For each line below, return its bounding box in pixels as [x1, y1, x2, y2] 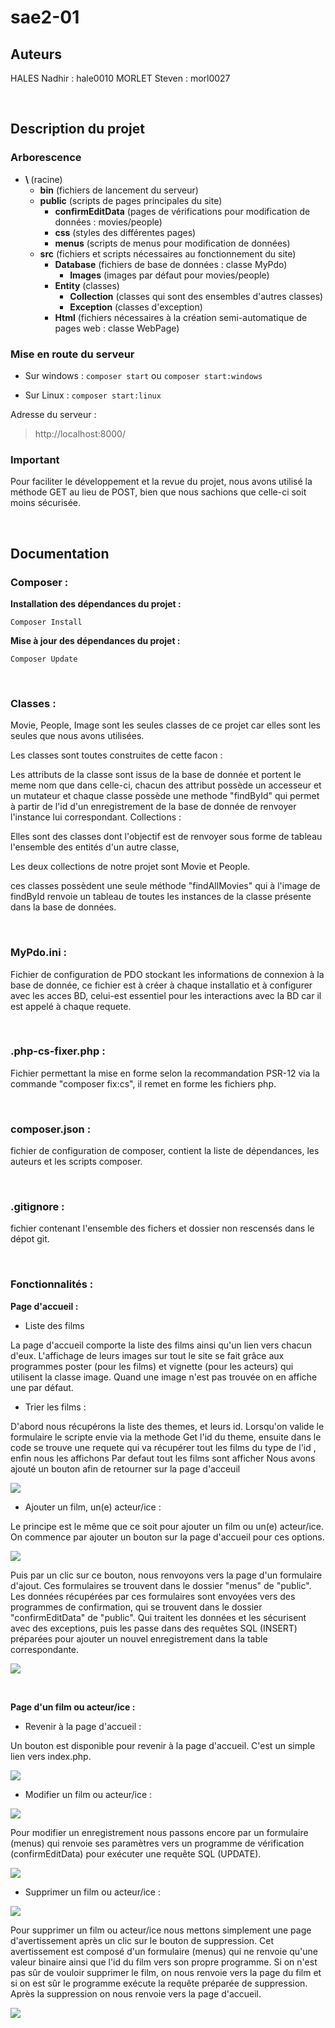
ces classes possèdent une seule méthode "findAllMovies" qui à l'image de [10, 880, 321, 892]
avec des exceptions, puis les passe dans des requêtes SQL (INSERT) [10, 1622, 298, 1634]
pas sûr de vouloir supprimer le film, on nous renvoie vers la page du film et [10, 1966, 322, 1978]
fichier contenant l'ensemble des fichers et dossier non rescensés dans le [10, 1222, 315, 1235]
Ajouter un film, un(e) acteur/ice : [24, 1501, 162, 1513]
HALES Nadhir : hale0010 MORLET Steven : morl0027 [10, 72, 231, 84]
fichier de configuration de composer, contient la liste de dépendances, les [10, 1145, 320, 1157]
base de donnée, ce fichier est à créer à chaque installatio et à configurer [10, 979, 313, 991]
